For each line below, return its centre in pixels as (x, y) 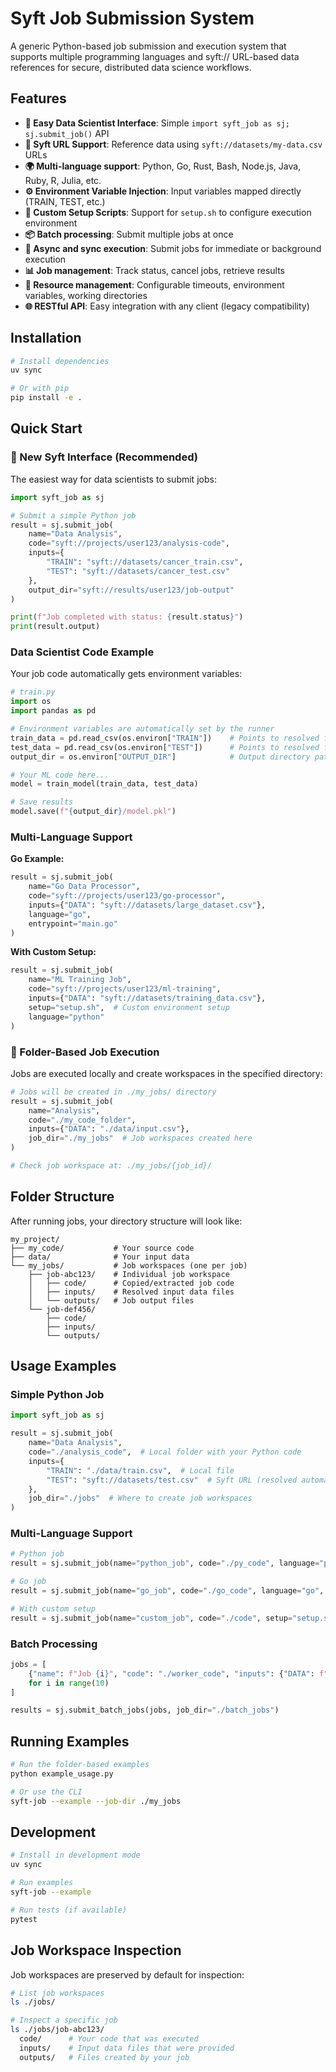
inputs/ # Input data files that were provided (127, 2048)
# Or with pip (40, 388)
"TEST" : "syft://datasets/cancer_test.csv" (138, 571)
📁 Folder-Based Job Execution (85, 1052)
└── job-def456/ (62, 1309)
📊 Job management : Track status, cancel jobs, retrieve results (154, 270)
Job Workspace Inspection (96, 1950)
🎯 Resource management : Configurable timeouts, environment (154, 284)
